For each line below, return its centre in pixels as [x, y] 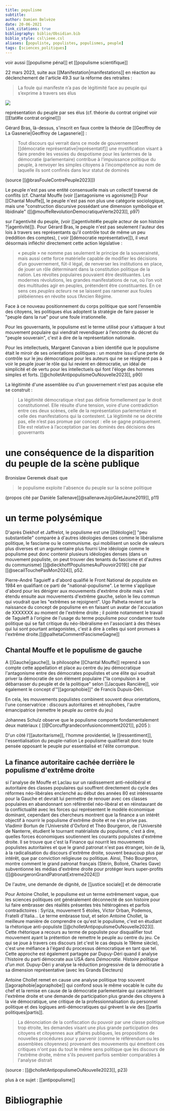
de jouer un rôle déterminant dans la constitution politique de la [84, 269]
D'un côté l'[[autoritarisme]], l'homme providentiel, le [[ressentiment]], [79, 735]
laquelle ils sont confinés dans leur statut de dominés [73, 170]
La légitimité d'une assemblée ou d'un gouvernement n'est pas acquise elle [84, 384]
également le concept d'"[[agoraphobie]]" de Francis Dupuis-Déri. [75, 690]
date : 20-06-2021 [24, 24]
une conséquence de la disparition [80, 453]
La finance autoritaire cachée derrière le [70, 762]
